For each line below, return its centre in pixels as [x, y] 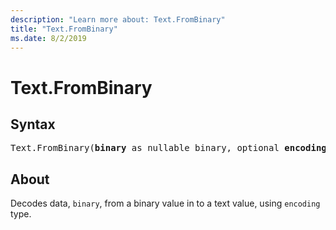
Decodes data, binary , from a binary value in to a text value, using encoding [165, 203]
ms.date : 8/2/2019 [48, 38]
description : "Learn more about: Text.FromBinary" [118, 19]
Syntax [33, 124]
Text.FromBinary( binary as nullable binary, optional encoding [168, 148]
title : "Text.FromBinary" [64, 29]
